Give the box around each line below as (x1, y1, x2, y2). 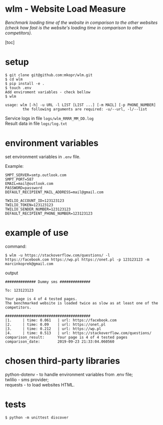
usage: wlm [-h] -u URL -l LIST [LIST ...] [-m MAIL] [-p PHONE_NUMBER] (5, 102, 156, 107)
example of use (5, 227, 69, 238)
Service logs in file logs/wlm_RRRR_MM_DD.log (5, 115, 94, 121)
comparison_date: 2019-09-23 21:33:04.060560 (5, 339, 115, 344)
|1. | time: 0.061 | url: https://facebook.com (5, 318, 117, 323)
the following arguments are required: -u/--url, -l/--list (22, 106, 147, 112)
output (5, 270, 19, 276)
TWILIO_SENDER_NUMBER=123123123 (5, 206, 71, 212)
